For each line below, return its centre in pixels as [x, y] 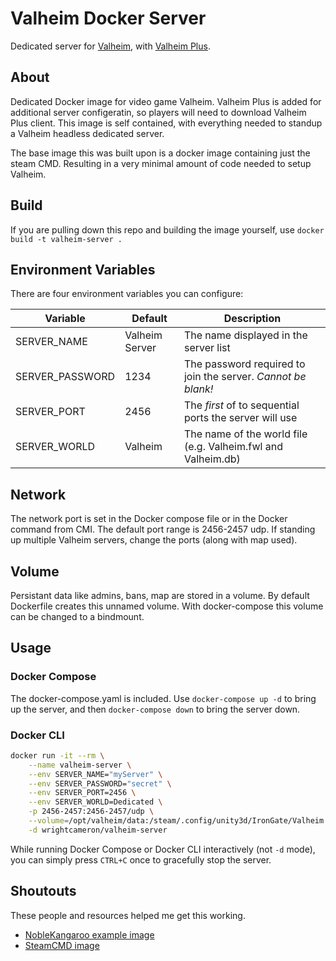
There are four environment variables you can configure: [127, 294]
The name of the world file [245, 434]
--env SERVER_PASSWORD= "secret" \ [100, 783]
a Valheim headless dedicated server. [87, 133]
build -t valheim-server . [66, 239]
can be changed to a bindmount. [77, 616]
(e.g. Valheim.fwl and [233, 447]
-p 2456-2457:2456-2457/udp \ [91, 812]
